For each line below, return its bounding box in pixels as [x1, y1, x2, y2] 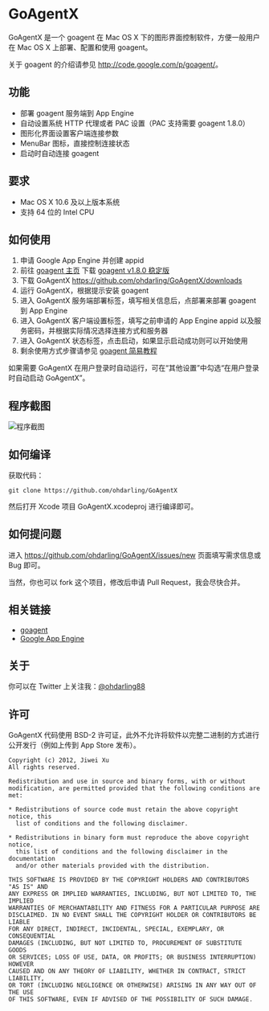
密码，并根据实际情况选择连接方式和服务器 [26, 326, 169, 336]
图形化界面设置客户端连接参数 [19, 128, 119, 137]
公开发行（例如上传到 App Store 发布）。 [8, 740, 141, 750]
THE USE [8, 988, 35, 997]
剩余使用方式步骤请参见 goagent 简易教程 [19, 346, 158, 356]
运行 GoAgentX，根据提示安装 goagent [19, 286, 149, 296]
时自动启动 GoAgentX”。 [8, 373, 90, 383]
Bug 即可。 [8, 560, 45, 570]
